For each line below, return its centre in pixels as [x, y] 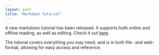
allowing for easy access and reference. [61, 47]
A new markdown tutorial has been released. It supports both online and [78, 27]
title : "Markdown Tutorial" [34, 14]
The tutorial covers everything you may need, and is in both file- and [74, 42]
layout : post [18, 9]
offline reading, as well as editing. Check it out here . [57, 33]
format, [12, 47]
